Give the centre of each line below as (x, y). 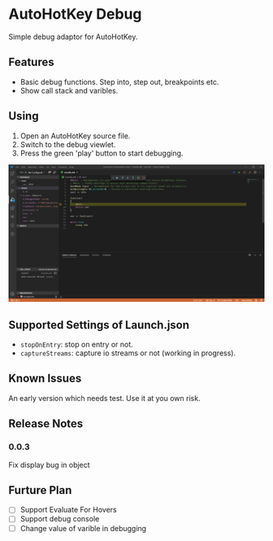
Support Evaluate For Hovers (68, 510)
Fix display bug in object (50, 465)
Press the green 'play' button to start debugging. (102, 153)
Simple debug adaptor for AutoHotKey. (73, 37)
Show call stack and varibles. (69, 90)
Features (31, 62)
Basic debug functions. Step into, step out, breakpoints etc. (119, 81)
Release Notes (46, 424)
